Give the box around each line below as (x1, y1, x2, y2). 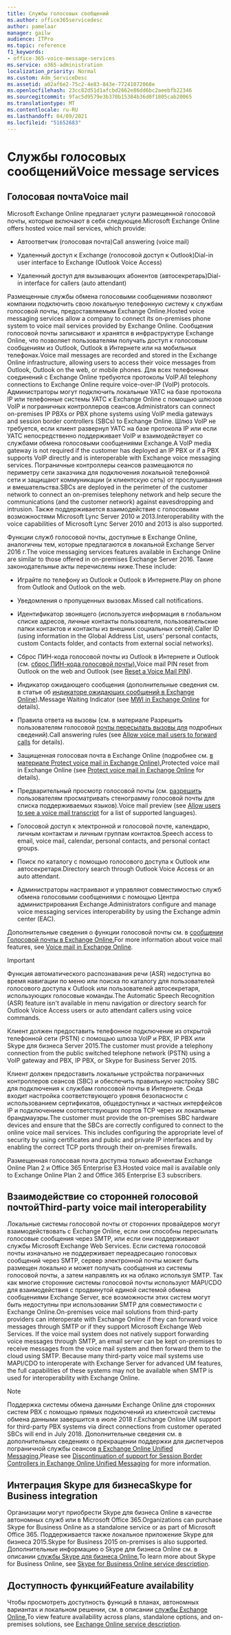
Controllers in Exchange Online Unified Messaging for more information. (7, 1459, 211, 1467)
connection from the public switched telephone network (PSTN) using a (7, 1048, 211, 1057)
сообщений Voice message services (7, 164, 220, 179)
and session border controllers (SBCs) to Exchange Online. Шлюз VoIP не (7, 417, 217, 425)
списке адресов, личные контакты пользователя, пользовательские (16, 617, 219, 625)
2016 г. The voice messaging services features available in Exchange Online (7, 547, 221, 556)
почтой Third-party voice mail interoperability (7, 1202, 207, 1213)
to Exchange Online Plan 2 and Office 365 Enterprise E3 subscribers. (7, 1171, 203, 1179)
